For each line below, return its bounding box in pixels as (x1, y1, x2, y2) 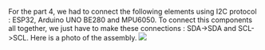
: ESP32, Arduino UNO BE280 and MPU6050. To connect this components (8, 15, 253, 25)
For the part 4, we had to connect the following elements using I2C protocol (8, 7, 257, 16)
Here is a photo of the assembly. (30, 33, 137, 42)
